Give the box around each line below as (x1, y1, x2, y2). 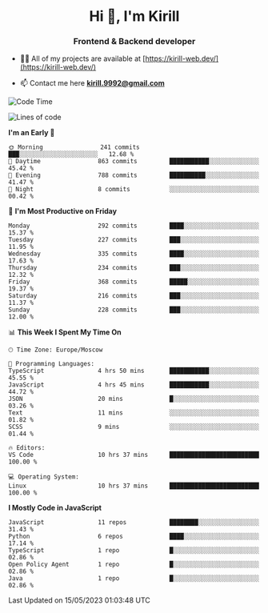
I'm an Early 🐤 (8, 128, 55, 138)
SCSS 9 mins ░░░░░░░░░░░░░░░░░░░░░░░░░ (8, 423, 260, 431)
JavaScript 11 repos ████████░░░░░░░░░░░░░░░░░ (8, 519, 260, 527)
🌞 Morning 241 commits (8, 143, 140, 151)
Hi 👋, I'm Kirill (89, 7, 180, 26)
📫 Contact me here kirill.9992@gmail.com (19, 78, 166, 88)
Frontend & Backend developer (73, 36, 196, 47)
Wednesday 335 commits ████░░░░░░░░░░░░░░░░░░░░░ (8, 250, 260, 258)
